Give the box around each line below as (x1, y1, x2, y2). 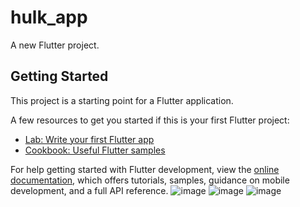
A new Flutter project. (10, 39, 100, 51)
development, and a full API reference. (10, 184, 169, 196)
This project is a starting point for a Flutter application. (10, 94, 234, 106)
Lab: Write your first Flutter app (24, 133, 155, 145)
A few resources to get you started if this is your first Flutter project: (10, 114, 290, 126)
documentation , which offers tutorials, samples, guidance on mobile (10, 174, 290, 186)
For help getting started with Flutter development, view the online (10, 163, 280, 175)
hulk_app (10, 6, 88, 29)
